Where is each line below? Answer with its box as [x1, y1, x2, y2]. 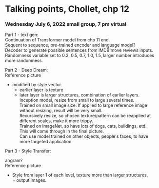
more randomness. [5, 57, 43, 64]
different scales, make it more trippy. [19, 118, 94, 124]
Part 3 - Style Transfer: [5, 148, 51, 154]
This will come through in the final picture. [19, 128, 104, 134]
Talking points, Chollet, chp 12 [5, 3, 130, 15]
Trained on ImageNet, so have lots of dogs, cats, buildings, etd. [19, 123, 147, 129]
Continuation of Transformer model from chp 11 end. [5, 37, 110, 43]
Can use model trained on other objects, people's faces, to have [19, 133, 149, 139]
